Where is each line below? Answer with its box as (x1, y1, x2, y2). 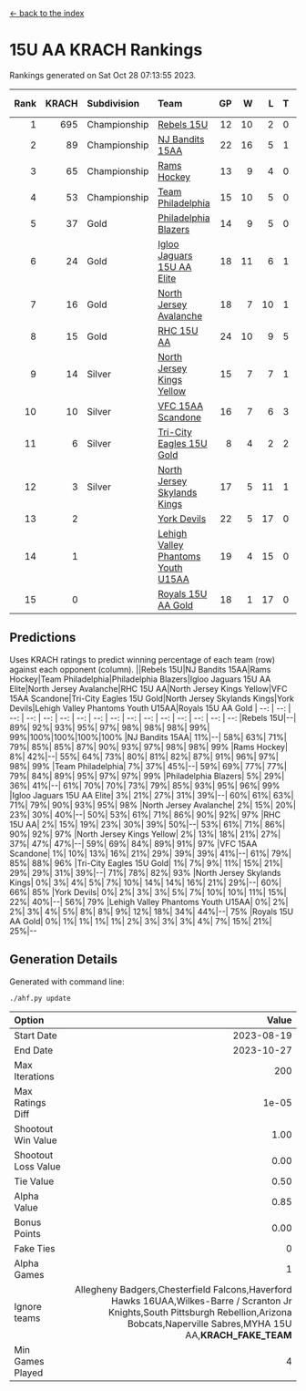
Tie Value (14, 1175, 55, 1188)
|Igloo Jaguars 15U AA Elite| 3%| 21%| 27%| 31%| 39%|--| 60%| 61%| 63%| (9, 789, 294, 800)
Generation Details (9, 952, 118, 967)
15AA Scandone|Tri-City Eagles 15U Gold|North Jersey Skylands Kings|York (9, 693, 294, 704)
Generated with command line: (9, 975, 125, 987)
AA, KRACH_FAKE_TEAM (185, 1328, 292, 1341)
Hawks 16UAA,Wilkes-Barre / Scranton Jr (110, 1294, 292, 1307)
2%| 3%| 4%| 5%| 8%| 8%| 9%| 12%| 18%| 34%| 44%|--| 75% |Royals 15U (9, 906, 294, 917)
